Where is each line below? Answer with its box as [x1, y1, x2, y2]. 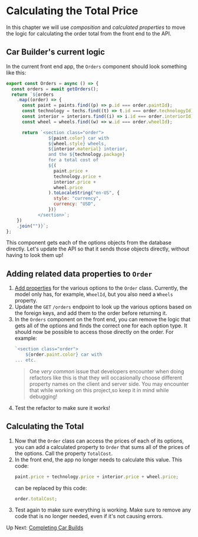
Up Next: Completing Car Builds [6, 524, 84, 531]
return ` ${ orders [11, 92, 54, 97]
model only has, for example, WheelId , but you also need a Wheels [14, 291, 173, 298]
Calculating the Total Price [6, 4, 138, 18]
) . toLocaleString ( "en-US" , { [48, 190, 120, 196]
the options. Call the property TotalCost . [14, 450, 113, 457]
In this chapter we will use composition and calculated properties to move [6, 24, 186, 31]
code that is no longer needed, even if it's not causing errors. [14, 513, 163, 520]
